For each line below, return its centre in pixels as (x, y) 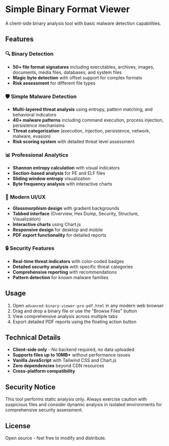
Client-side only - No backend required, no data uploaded (73, 349)
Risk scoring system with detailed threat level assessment (73, 141)
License (18, 426)
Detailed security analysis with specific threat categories (73, 266)
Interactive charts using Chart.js (47, 224)
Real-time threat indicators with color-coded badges (68, 261)
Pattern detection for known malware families (60, 277)
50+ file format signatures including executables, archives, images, (83, 67)
